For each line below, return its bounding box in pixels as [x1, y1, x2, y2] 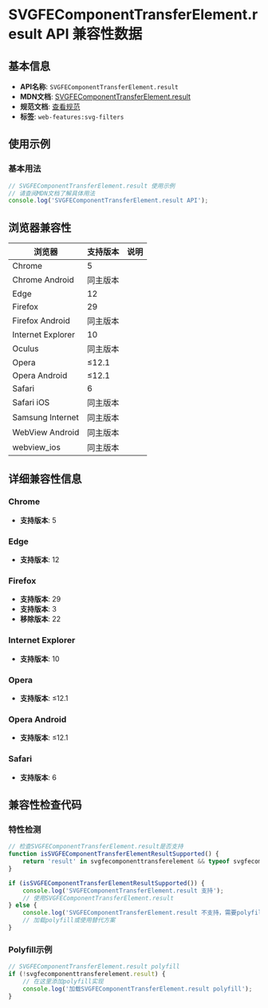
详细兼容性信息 [8, 472, 82, 486]
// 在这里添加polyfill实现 [22, 977, 104, 986]
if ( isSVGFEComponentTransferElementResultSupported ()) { [8, 879, 205, 887]
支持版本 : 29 [19, 594, 61, 604]
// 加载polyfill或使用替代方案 [22, 916, 116, 924]
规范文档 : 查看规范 [19, 102, 81, 111]
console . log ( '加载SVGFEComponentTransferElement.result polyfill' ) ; [22, 985, 253, 993]
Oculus [12, 343, 39, 354]
